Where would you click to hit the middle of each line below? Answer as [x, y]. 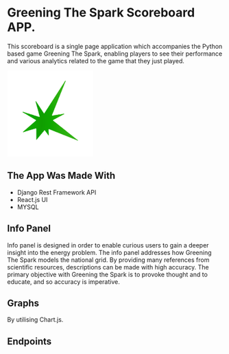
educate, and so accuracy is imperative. [63, 281]
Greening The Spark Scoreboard [101, 13]
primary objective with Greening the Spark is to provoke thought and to [107, 274]
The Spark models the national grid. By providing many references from [108, 260]
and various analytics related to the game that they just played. [96, 60]
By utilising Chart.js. [35, 320]
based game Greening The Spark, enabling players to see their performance [115, 54]
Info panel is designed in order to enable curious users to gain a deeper [108, 245]
